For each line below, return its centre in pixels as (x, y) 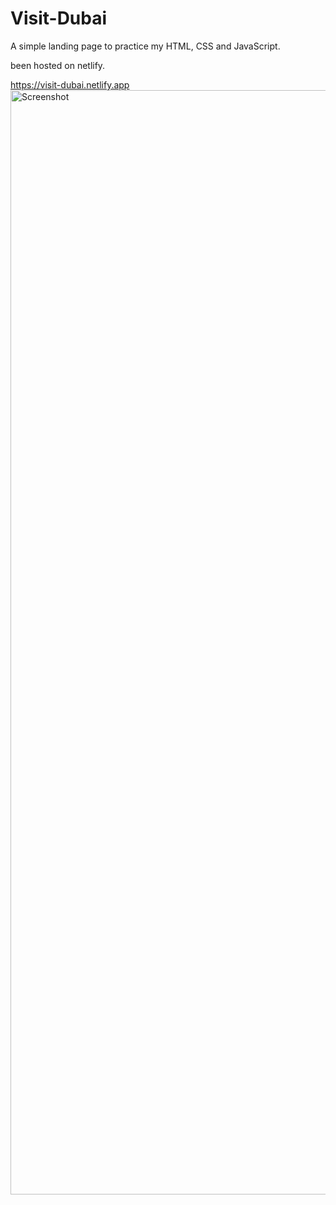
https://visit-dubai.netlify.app (70, 84)
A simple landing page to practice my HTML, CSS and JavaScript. (145, 46)
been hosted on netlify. (58, 65)
